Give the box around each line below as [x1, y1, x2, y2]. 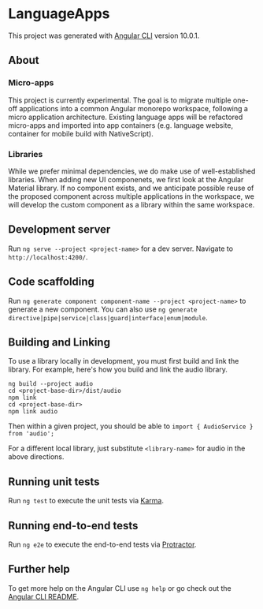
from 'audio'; [8, 430, 55, 438]
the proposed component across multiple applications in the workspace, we [8, 191, 254, 201]
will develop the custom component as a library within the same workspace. [8, 200, 255, 209]
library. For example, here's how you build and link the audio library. [8, 364, 228, 375]
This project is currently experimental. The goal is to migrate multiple [8, 95, 232, 105]
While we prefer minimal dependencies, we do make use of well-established [8, 166, 256, 176]
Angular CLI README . [8, 592, 80, 601]
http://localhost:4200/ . [8, 252, 88, 261]
